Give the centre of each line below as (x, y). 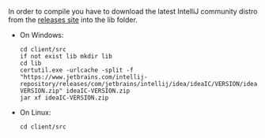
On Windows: (42, 35)
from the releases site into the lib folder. (73, 20)
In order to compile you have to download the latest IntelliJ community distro (133, 11)
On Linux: (35, 112)
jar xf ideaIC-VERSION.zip (64, 98)
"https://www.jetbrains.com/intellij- (83, 77)
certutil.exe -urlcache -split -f (76, 70)
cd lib (30, 63)
